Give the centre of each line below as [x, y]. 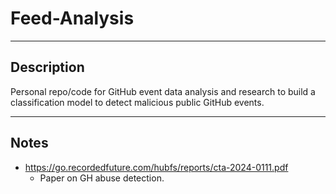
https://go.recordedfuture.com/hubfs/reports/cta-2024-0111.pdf [156, 167]
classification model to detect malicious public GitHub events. [137, 102]
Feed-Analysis [72, 18]
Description [47, 67]
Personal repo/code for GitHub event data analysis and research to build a [163, 91]
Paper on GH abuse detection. [102, 178]
